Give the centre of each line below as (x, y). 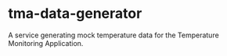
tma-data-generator (75, 14)
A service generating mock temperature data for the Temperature (113, 35)
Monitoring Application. (46, 43)
